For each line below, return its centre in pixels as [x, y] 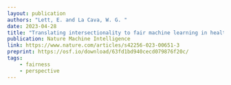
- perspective [40, 71]
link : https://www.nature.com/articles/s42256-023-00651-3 [93, 45]
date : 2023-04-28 [32, 26]
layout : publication [37, 13]
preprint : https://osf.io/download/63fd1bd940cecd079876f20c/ [98, 52]
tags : [15, 58]
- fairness [35, 64]
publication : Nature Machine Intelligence [69, 39]
